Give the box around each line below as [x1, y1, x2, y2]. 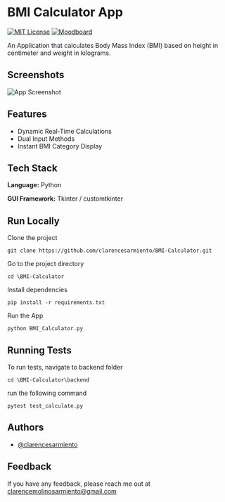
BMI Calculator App [7, 4, 123, 20]
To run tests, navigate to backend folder [7, 363, 123, 371]
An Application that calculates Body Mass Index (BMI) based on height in [7, 41, 219, 49]
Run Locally [7, 215, 60, 227]
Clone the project [7, 234, 58, 242]
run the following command [7, 389, 87, 397]
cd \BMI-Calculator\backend [7, 377, 90, 384]
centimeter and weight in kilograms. [7, 49, 111, 57]
